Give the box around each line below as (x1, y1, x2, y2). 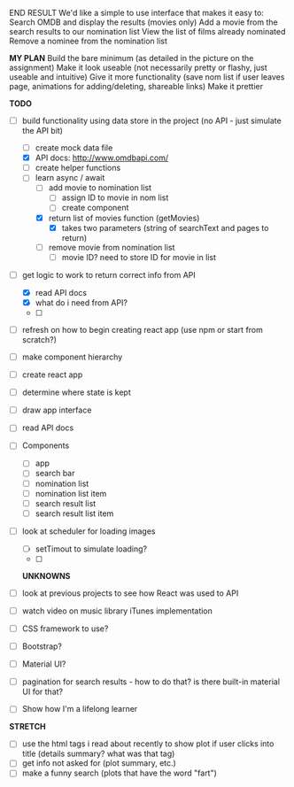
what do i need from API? (35, 297, 128, 308)
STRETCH (9, 721, 46, 732)
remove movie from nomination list (48, 242, 175, 252)
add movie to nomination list (48, 182, 152, 193)
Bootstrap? (21, 641, 63, 652)
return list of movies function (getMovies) (48, 212, 200, 223)
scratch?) (21, 335, 58, 344)
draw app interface (21, 405, 92, 415)
